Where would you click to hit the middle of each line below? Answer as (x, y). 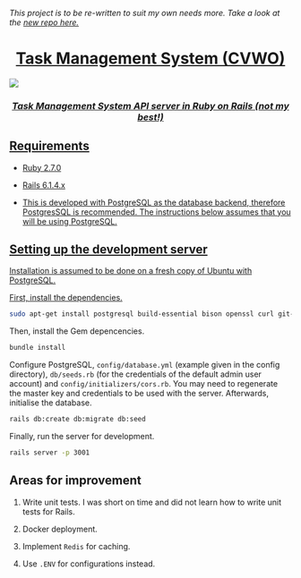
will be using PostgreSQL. (70, 221)
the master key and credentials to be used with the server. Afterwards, (139, 394)
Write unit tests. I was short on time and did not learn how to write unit (152, 502)
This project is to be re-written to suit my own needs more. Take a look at (145, 13)
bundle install (38, 348)
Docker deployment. (60, 529)
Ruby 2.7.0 (42, 167)
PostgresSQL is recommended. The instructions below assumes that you (156, 212)
